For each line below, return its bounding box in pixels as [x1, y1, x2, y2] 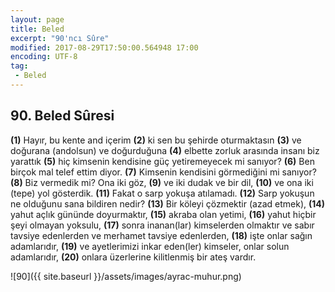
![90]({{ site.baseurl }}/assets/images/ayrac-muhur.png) [10, 270, 242, 282]
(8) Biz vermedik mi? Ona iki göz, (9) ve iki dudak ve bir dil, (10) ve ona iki [10, 176, 314, 188]
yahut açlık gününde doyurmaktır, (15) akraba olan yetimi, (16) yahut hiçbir [10, 208, 317, 220]
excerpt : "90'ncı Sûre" [10, 33, 110, 43]
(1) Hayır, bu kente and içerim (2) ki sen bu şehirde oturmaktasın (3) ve [10, 134, 302, 146]
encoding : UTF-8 [10, 52, 78, 62]
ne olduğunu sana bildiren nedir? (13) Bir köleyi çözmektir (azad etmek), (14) [10, 197, 326, 210]
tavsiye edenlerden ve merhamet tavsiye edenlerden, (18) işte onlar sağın [10, 229, 313, 241]
